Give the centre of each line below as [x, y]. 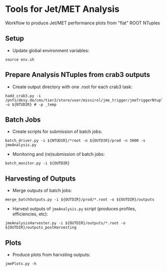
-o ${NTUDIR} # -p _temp [31, 104]
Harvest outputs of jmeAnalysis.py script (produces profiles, [74, 209]
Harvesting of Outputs [41, 178]
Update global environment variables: [51, 50]
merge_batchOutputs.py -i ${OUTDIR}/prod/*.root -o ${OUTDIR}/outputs [80, 200]
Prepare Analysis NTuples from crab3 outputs [78, 75]
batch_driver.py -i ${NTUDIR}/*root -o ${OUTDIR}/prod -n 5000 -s [75, 141]
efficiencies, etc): [30, 214]
